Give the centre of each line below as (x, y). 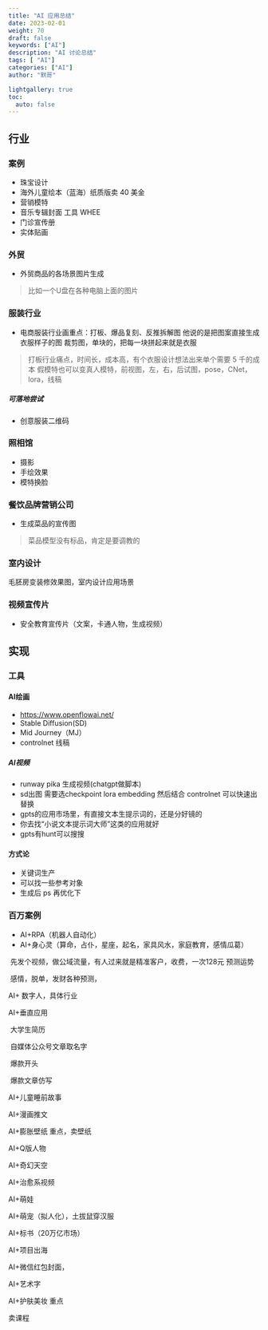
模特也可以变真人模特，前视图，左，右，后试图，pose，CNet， (148, 369)
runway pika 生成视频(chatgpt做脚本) (81, 784)
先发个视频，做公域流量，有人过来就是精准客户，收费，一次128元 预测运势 (132, 961)
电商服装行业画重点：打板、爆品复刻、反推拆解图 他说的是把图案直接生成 (140, 332)
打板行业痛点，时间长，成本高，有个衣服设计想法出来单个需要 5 (132, 359)
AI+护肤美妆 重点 (36, 1300)
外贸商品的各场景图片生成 (62, 274)
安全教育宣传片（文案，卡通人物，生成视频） (93, 623)
